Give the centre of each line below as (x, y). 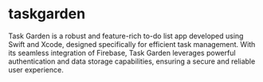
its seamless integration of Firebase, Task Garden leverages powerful (122, 53)
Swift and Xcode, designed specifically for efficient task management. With (132, 44)
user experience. (36, 69)
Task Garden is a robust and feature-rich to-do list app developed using (126, 36)
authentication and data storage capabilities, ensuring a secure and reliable (132, 61)
